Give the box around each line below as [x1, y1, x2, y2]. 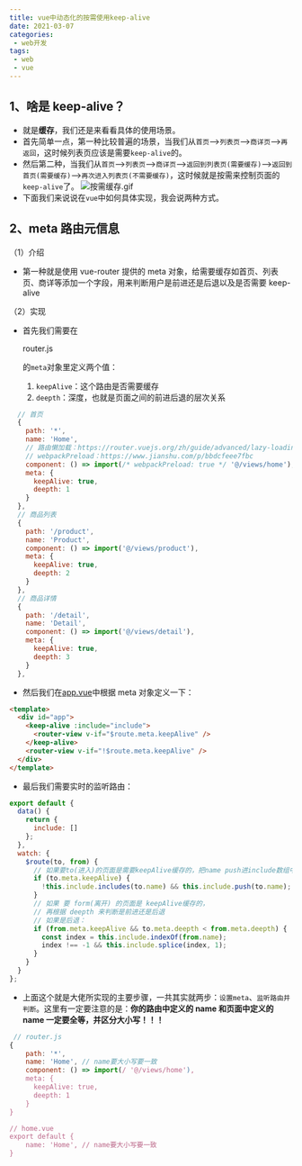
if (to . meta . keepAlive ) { [32, 874, 130, 883]
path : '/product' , [25, 527, 94, 536]
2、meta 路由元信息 [9, 221, 120, 237]
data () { [17, 807, 50, 816]
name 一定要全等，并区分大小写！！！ [22, 1014, 164, 1025]
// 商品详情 [17, 593, 57, 603]
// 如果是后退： [32, 916, 86, 925]
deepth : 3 [32, 652, 70, 662]
